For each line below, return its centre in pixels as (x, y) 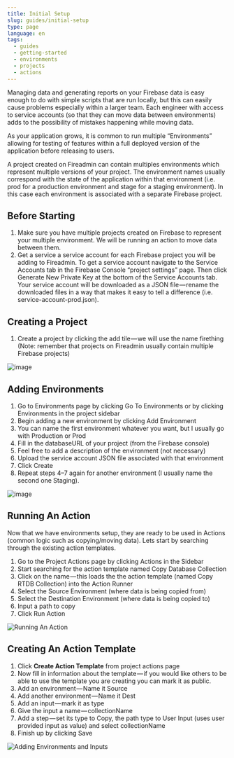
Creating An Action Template (72, 649)
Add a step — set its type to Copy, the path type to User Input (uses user (121, 718)
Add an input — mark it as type (61, 703)
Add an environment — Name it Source (72, 688)
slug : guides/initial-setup (48, 20)
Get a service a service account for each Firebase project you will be (116, 255)
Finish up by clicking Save (55, 733)
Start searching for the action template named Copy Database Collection (122, 569)
